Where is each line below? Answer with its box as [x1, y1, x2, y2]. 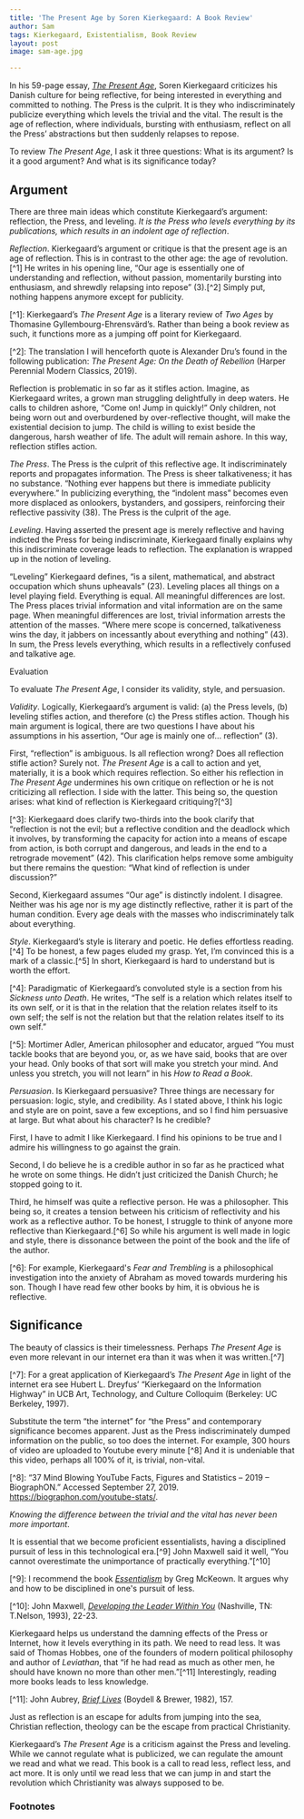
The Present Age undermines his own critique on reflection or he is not [9, 777, 274, 788]
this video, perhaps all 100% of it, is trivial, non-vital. [9, 1454, 206, 1465]
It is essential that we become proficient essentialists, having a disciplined [9, 1536, 286, 1547]
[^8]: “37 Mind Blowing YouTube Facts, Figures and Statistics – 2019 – [9, 1472, 270, 1482]
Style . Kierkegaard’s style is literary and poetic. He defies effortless [9, 936, 261, 947]
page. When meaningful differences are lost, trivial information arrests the [9, 609, 286, 620]
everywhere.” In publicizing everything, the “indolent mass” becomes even [9, 487, 289, 498]
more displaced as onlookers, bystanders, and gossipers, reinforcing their [9, 497, 286, 508]
